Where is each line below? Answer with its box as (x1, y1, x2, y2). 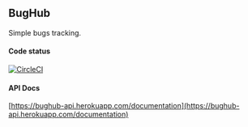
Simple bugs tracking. (8, 28, 82, 37)
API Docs (8, 83, 41, 92)
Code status (8, 46, 51, 56)
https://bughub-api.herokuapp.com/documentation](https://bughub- (11, 101, 240, 111)
